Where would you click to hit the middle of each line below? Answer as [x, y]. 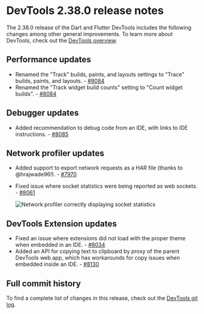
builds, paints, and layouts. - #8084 [60, 80]
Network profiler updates [55, 153]
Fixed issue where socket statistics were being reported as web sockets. [106, 186]
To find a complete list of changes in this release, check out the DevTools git [102, 298]
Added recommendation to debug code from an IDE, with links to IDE [101, 127]
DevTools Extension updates [62, 223]
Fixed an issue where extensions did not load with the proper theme [100, 238]
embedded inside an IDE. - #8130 [57, 264]
